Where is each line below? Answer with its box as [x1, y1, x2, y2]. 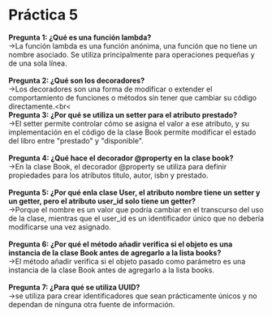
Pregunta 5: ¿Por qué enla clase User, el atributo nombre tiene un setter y [8, 187, 261, 197]
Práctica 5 [8, 6, 79, 24]
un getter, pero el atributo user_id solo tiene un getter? [8, 196, 196, 206]
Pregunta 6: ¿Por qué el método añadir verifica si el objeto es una [8, 239, 233, 249]
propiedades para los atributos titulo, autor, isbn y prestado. [8, 170, 209, 180]
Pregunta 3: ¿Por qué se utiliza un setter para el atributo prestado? [8, 109, 238, 119]
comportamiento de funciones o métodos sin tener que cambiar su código [8, 92, 257, 102]
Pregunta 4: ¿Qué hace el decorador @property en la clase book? [8, 152, 234, 163]
